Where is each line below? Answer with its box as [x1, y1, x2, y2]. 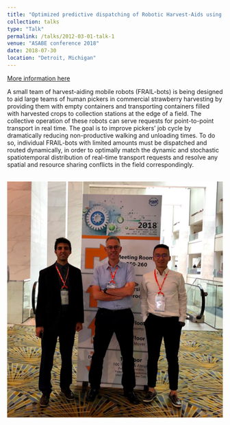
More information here [7, 74, 71, 82]
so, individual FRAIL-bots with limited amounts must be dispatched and [7, 138, 207, 147]
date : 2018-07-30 [7, 47, 57, 54]
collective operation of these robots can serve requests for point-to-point [7, 117, 214, 125]
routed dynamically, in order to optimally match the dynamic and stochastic [7, 146, 219, 154]
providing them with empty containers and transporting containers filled [7, 102, 210, 110]
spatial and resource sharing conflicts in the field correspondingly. [7, 160, 194, 168]
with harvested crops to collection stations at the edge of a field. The [7, 109, 202, 117]
